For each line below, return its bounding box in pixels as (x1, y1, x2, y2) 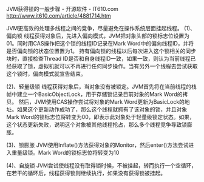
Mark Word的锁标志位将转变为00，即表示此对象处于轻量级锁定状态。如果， (6, 113, 195, 120)
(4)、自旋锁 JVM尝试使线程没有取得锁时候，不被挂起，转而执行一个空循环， (6, 162, 197, 169)
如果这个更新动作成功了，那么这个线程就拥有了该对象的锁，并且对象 (16, 106, 187, 113)
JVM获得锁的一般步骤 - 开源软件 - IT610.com (6, 5, 118, 12)
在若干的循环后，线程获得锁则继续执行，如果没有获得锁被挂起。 (6, 169, 166, 177)
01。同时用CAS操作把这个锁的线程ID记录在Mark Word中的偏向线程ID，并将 (6, 40, 194, 47)
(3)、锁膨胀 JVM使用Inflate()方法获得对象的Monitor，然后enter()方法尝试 (6, 141, 189, 149)
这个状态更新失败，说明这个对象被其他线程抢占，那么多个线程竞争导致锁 (6, 121, 187, 128)
